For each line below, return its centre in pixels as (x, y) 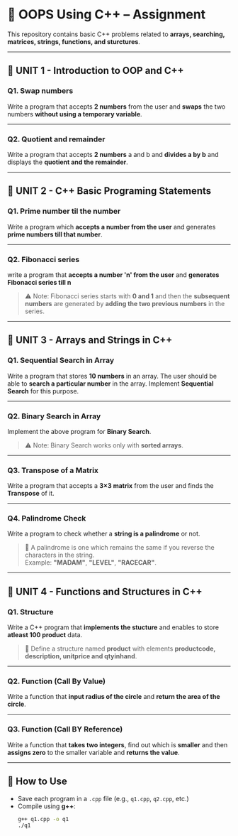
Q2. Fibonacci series (44, 259)
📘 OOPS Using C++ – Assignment (107, 15)
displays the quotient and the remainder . (68, 162)
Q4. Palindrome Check (47, 519)
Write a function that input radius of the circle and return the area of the (114, 697)
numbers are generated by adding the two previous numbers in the (125, 303)
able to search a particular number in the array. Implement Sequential (110, 384)
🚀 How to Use (37, 782)
